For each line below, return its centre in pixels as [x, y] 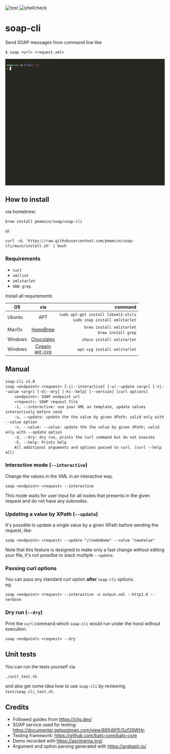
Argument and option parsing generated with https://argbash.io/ [79, 746]
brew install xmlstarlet [110, 327]
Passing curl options [31, 568]
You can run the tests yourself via [40, 666]
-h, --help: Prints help [40, 442]
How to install [27, 200]
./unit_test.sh [21, 676]
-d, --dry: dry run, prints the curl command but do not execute [85, 437]
